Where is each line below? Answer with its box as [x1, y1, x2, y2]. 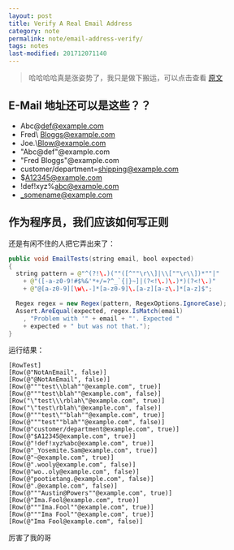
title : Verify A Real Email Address [8, 19, 132, 28]
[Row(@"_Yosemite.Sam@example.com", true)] [8, 447, 158, 455]
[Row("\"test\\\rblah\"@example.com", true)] [8, 397, 165, 406]
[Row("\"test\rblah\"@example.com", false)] [8, 404, 162, 412]
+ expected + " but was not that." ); [23, 322, 151, 330]
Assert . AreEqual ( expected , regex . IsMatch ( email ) [15, 307, 184, 315]
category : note [8, 27, 60, 35]
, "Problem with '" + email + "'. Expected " [23, 314, 180, 323]
